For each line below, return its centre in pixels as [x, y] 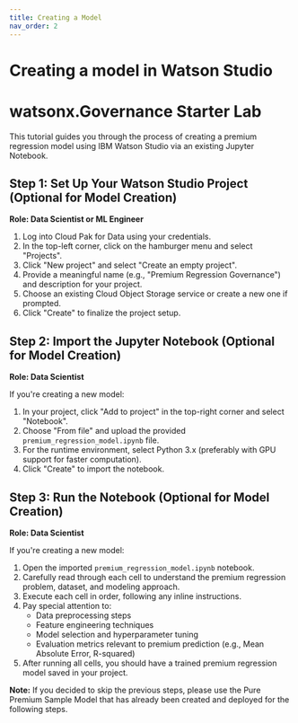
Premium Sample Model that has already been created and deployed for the [149, 700]
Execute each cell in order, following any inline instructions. [132, 596]
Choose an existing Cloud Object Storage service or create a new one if [155, 294]
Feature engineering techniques [95, 625]
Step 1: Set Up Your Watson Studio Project [129, 184]
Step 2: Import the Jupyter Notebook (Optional [142, 341]
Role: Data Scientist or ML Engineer [76, 219]
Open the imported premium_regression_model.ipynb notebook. [138, 568]
